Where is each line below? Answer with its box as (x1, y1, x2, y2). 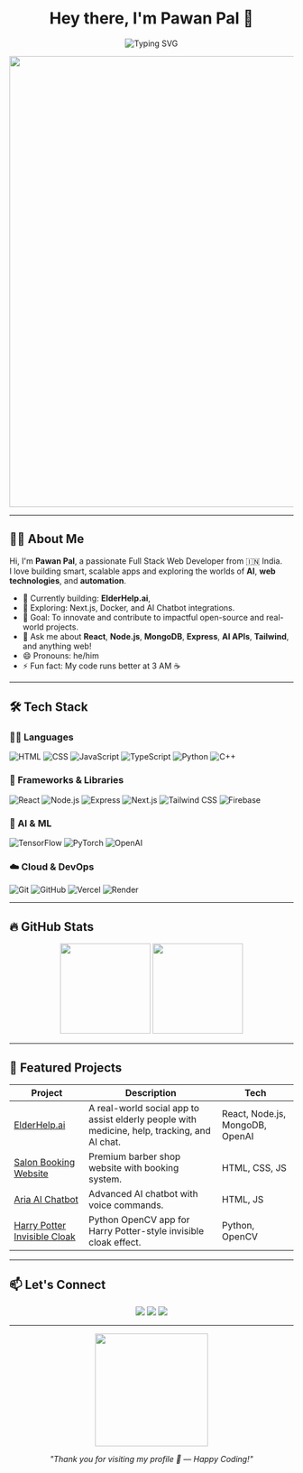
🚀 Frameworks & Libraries (9, 774, 124, 787)
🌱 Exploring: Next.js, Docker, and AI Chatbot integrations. (22, 602, 235, 612)
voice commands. (88, 1199, 164, 1211)
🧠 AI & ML (9, 816, 52, 829)
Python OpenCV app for (88, 1213, 190, 1226)
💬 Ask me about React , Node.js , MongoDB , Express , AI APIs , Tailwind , (22, 631, 289, 641)
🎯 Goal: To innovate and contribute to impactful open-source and (22, 612, 264, 622)
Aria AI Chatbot (14, 1192, 78, 1205)
